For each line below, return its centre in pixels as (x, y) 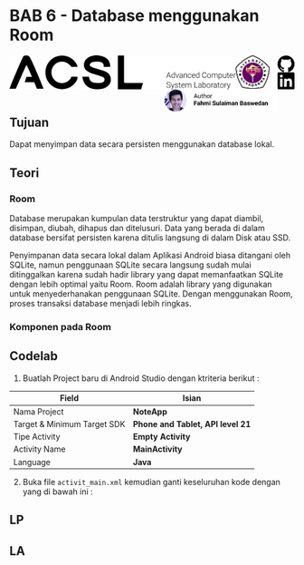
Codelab (34, 356)
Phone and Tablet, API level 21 (192, 424)
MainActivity (157, 449)
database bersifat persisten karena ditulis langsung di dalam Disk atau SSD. (150, 238)
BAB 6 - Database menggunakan (134, 16)
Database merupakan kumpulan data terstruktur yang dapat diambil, (137, 219)
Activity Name (39, 449)
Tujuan (29, 122)
